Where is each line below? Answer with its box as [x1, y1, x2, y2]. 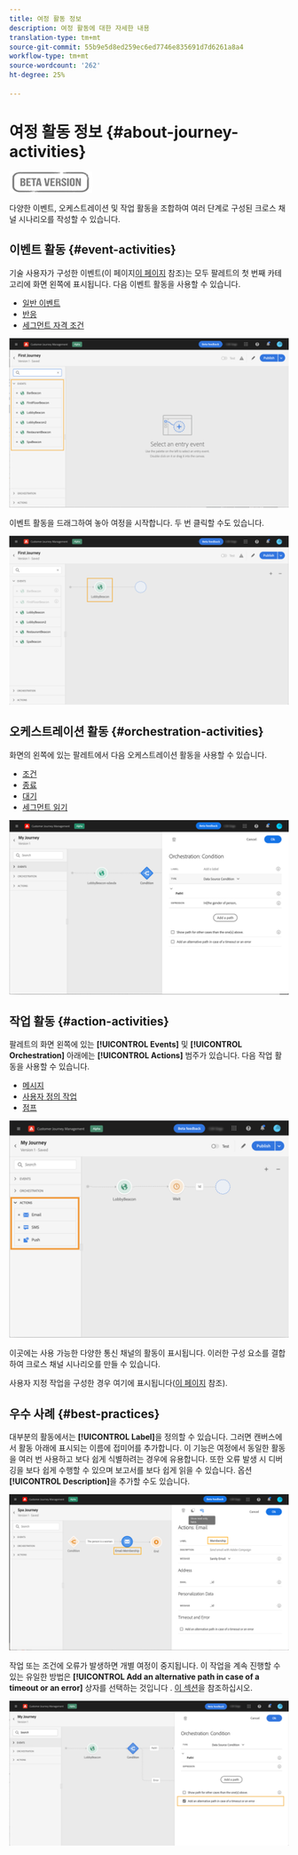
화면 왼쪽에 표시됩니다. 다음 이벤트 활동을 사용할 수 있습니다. [32, 278, 241, 289]
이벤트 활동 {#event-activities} [9, 243, 176, 258]
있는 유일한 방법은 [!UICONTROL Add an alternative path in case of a [9, 1671, 260, 1682]
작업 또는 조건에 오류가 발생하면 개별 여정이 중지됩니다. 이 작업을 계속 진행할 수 [9, 1660, 281, 1670]
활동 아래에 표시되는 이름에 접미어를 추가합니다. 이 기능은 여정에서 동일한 [18, 1443, 270, 1453]
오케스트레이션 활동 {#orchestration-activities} [9, 724, 264, 739]
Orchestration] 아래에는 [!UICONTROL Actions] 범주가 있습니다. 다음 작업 [9, 1050, 273, 1061]
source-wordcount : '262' [9, 61, 101, 70]
